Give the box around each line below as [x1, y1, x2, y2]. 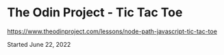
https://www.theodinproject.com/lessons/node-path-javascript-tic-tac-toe [7, 27, 218, 35]
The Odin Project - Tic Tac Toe [7, 5, 183, 20]
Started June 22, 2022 [7, 40, 71, 48]
